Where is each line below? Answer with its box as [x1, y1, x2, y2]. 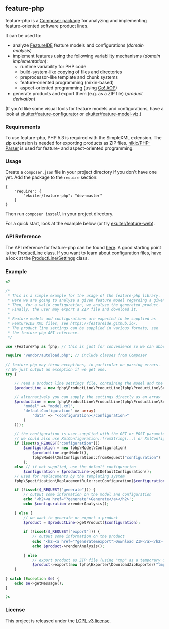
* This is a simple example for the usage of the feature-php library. [7, 293, 161, 298]
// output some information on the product [32, 534, 125, 540]
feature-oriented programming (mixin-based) [20, 79, 114, 85]
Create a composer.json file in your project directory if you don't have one [5, 169, 157, 175]
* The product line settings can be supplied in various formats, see [7, 325, 158, 331]
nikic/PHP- [128, 140, 151, 146]
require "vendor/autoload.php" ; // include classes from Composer [5, 353, 147, 358]
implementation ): [12, 58, 48, 64]
